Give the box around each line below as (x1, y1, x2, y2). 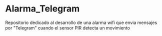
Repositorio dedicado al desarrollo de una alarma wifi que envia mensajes (5, 19, 157, 25)
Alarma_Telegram (5, 3, 80, 14)
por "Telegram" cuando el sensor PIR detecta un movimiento (5, 24, 130, 30)
